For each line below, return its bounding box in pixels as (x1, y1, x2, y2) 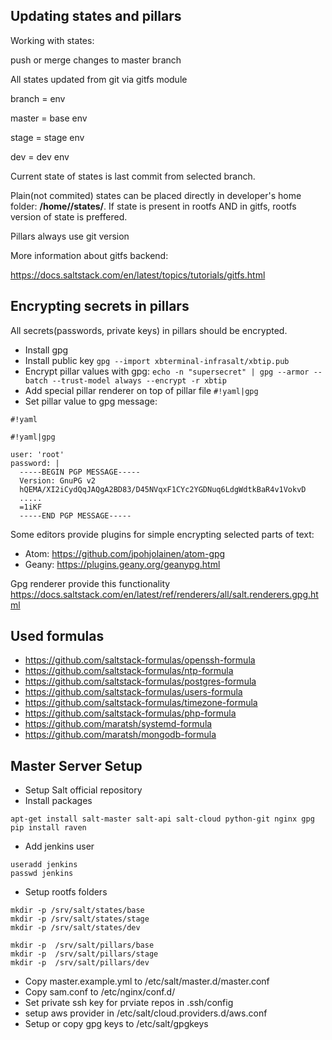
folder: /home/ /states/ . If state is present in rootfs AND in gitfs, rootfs (10, 200, 297, 212)
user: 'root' (10, 449, 65, 459)
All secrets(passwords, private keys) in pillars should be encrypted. (10, 324, 288, 336)
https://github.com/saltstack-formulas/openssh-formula (24, 654, 256, 666)
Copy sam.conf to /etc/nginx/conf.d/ (24, 986, 176, 998)
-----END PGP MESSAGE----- (19, 510, 132, 521)
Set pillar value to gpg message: (24, 395, 158, 407)
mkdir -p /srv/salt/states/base (10, 905, 145, 916)
